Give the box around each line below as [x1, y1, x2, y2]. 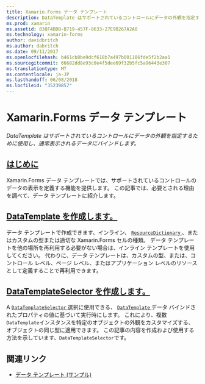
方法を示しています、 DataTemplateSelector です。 [6, 334, 130, 341]
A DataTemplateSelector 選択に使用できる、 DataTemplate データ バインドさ [6, 304, 196, 311]
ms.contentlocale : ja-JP [6, 71, 70, 77]
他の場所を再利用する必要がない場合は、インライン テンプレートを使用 [16, 244, 195, 251]
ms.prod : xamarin [6, 20, 51, 26]
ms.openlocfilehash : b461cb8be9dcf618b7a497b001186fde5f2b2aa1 [6, 54, 171, 60]
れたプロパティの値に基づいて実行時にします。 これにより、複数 [6, 311, 167, 319]
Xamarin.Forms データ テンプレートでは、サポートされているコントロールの [6, 176, 197, 183]
